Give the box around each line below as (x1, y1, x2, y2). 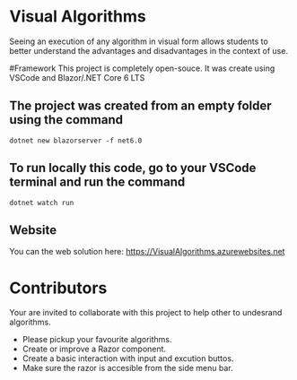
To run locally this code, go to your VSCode (9, 160, 257, 176)
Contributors (9, 278, 108, 298)
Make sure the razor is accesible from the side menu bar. (22, 363, 233, 374)
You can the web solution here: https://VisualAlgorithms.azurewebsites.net (9, 246, 285, 257)
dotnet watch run (9, 198, 74, 207)
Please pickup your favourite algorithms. (22, 334, 172, 345)
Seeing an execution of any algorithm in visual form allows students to (9, 36, 269, 47)
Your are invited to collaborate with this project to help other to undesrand (9, 307, 283, 318)
